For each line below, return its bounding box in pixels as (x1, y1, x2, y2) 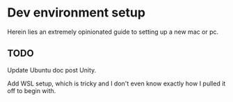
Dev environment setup (7, 5, 146, 21)
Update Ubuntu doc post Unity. (7, 65, 97, 74)
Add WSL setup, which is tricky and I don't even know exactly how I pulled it (7, 79, 226, 88)
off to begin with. (7, 86, 56, 94)
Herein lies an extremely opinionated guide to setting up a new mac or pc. (7, 28, 219, 36)
